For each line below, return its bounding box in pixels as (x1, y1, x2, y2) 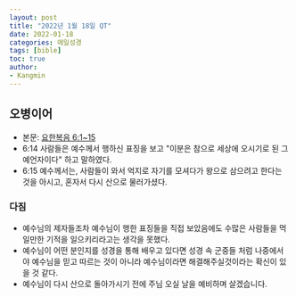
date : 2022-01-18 (9, 29, 74, 38)
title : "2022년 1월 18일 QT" (9, 21, 112, 30)
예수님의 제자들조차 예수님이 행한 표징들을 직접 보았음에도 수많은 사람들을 (21, 222, 278, 233)
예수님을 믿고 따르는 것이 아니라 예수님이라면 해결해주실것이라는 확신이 (31, 256, 278, 267)
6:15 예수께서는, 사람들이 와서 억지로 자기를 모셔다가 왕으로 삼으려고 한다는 (21, 165, 283, 176)
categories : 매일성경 (9, 37, 82, 47)
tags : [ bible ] (9, 46, 62, 55)
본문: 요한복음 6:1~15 (21, 131, 96, 143)
